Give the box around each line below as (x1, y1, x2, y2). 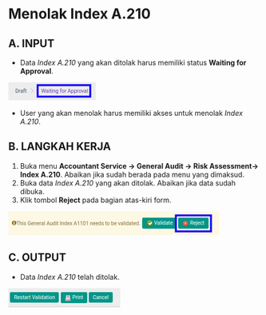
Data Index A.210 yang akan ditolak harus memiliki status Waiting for (19, 58, 247, 67)
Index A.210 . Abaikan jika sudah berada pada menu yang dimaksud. (19, 169, 245, 179)
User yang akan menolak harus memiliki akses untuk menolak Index (19, 109, 244, 118)
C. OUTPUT (8, 251, 66, 265)
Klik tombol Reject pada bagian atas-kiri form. (19, 195, 172, 205)
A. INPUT (8, 37, 54, 50)
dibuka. (19, 186, 46, 196)
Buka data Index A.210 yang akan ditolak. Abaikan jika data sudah (19, 177, 236, 188)
